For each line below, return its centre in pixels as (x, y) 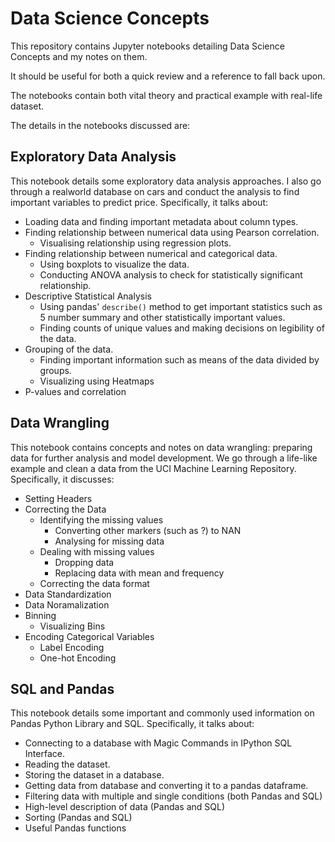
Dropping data (84, 562)
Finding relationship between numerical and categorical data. (151, 253)
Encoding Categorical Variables (89, 636)
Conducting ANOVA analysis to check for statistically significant (171, 274)
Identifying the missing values (101, 519)
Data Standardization (68, 594)
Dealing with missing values (97, 551)
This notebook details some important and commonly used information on (162, 713)
